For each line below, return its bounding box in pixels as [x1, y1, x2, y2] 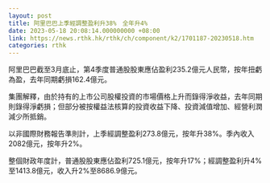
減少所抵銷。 [8, 112, 51, 121]
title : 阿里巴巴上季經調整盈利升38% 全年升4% [8, 19, 148, 27]
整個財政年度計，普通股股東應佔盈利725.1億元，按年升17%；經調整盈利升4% [8, 156, 263, 165]
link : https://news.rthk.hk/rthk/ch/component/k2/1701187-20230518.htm [8, 34, 254, 43]
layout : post [8, 11, 52, 20]
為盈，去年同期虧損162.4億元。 [8, 75, 111, 84]
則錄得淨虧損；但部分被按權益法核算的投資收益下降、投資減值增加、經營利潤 [8, 102, 263, 112]
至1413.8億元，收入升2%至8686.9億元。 [8, 166, 142, 176]
